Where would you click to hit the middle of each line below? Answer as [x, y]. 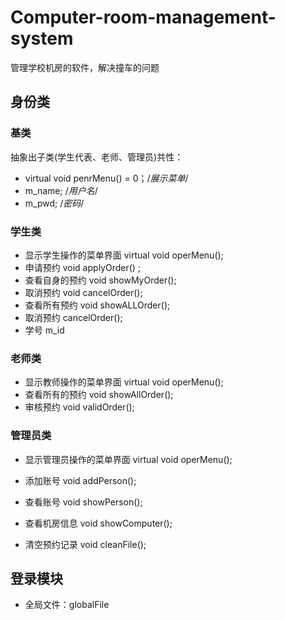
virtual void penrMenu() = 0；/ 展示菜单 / [106, 178]
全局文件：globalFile [67, 605]
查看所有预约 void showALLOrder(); [97, 305]
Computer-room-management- [143, 17]
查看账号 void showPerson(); [83, 502]
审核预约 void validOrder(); [79, 407]
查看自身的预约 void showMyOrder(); [100, 280]
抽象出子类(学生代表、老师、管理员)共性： [97, 157]
